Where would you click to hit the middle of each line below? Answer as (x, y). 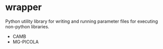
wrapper (24, 7)
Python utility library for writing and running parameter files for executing (82, 21)
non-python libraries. (27, 26)
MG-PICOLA (26, 41)
